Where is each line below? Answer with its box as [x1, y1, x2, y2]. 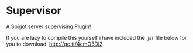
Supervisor [6, 4, 61, 17]
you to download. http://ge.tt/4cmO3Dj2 [6, 40, 103, 47]
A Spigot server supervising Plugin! [6, 23, 91, 30]
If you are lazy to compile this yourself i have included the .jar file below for [6, 34, 187, 41]
